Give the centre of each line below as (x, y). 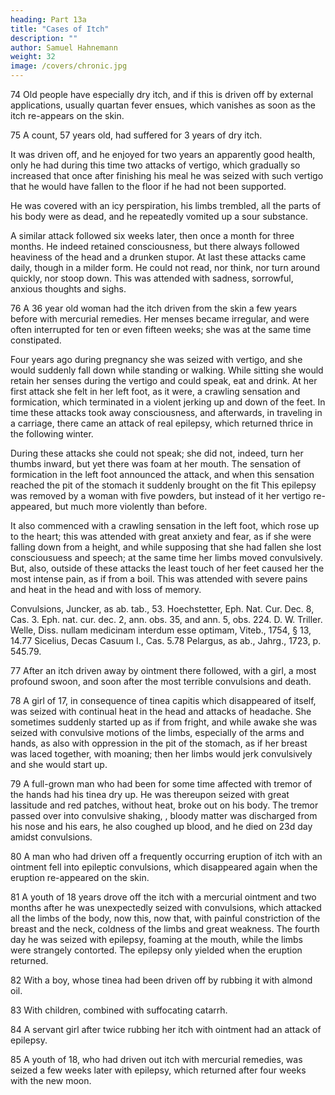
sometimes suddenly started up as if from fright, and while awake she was (164, 722)
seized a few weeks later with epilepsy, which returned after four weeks (158, 1070)
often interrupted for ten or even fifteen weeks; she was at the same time (161, 329)
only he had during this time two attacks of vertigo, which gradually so (155, 165)
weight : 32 (33, 57)
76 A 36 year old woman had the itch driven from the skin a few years (154, 308)
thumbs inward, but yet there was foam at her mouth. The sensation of (156, 464)
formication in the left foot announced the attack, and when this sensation (162, 474)
